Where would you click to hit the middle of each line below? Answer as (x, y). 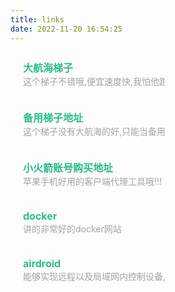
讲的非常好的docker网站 (72, 228)
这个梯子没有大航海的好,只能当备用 (95, 131)
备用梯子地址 (53, 118)
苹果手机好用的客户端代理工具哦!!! (93, 181)
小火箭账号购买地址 (68, 168)
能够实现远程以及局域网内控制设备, (95, 276)
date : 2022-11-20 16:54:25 (66, 29)
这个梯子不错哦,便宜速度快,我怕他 (91, 81)
